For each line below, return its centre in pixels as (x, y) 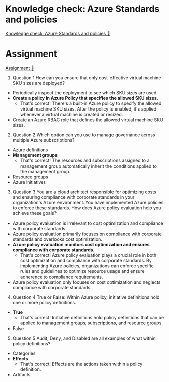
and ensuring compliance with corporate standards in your (73, 197)
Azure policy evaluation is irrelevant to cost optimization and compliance (88, 223)
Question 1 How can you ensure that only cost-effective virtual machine (87, 77)
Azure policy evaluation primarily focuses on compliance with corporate (87, 234)
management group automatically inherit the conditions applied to (89, 166)
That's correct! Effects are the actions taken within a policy (81, 364)
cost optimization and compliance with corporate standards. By (86, 260)
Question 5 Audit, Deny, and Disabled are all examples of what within (84, 338)
